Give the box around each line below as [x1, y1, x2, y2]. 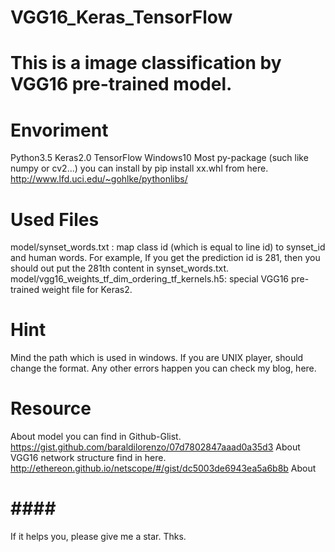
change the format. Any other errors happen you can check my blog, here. [10, 362, 317, 375]
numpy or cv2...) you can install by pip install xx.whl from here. [10, 162, 269, 175]
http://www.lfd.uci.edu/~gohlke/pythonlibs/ [10, 173, 188, 185]
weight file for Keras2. [41, 284, 133, 296]
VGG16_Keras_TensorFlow [10, 6, 233, 29]
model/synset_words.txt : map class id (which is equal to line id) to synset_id [10, 241, 326, 253]
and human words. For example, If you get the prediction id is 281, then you [10, 252, 321, 264]
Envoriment [10, 119, 109, 141]
